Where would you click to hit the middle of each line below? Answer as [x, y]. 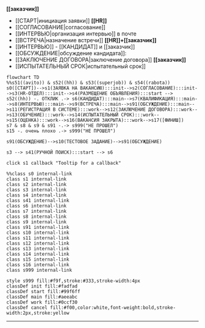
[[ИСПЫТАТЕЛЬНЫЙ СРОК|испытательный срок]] [81, 66]
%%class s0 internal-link [39, 174]
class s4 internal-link [37, 195]
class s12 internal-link [38, 244]
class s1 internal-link [37, 179]
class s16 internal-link [38, 265]
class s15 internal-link [38, 259]
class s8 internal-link [37, 217]
